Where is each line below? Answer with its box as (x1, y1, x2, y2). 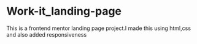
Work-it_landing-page (6, 4, 122, 18)
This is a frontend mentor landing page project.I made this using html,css (6, 24, 191, 32)
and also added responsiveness (6, 31, 87, 38)
